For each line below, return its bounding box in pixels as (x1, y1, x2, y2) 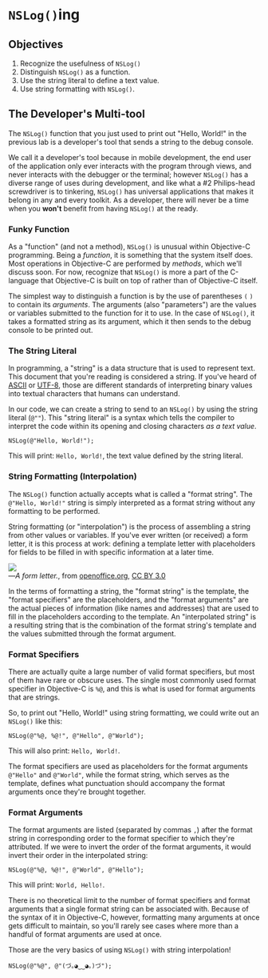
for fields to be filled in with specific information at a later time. (8, 547, 214, 557)
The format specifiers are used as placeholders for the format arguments (8, 762, 249, 771)
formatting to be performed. (8, 506, 100, 515)
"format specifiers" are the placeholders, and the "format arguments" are (8, 595, 249, 604)
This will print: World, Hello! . (8, 880, 105, 890)
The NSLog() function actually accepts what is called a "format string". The (8, 489, 253, 499)
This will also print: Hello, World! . (8, 746, 120, 756)
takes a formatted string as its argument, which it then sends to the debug (8, 317, 251, 327)
